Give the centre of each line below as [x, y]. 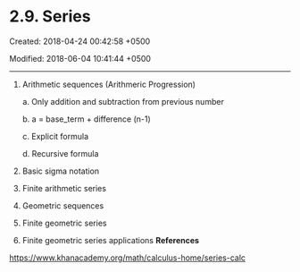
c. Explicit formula [55, 136]
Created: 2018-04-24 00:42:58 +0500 [80, 41]
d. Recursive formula [60, 153]
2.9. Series [50, 17]
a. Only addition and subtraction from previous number [123, 101]
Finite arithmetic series [64, 188]
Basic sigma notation [61, 171]
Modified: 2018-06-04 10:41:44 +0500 [80, 58]
